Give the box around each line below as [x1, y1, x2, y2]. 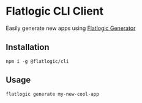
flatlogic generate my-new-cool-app [6, 91, 99, 97]
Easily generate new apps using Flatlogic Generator [6, 24, 136, 32]
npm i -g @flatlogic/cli [6, 58, 69, 65]
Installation [6, 42, 50, 52]
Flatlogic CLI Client [6, 4, 104, 18]
